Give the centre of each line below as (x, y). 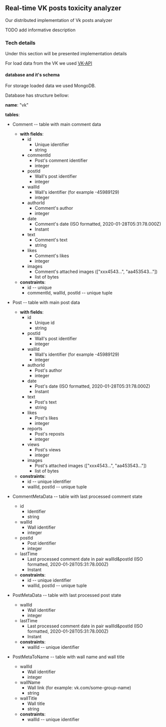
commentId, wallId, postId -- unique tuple (70, 293)
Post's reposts (50, 434)
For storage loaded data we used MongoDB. (51, 86)
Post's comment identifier (61, 160)
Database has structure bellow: (37, 95)
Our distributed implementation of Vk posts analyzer (59, 20)
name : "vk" (17, 105)
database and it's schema (32, 75)
